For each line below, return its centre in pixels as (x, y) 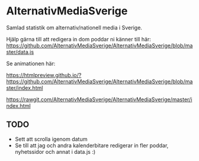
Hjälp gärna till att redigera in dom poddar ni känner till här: (79, 39)
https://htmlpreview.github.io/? (44, 75)
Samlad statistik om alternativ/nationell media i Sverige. (74, 28)
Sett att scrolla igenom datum (51, 139)
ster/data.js (20, 51)
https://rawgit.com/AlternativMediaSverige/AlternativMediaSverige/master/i (99, 99)
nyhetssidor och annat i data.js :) (55, 151)
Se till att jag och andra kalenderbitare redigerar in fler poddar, (92, 145)
